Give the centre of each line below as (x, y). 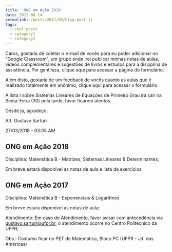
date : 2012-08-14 (24, 15)
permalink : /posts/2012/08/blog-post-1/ (49, 20)
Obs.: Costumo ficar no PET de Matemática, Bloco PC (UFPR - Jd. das (80, 238)
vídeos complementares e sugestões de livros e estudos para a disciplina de (86, 64)
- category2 (23, 39)
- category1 (23, 34)
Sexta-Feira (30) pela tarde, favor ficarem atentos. (59, 100)
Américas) (16, 244)
